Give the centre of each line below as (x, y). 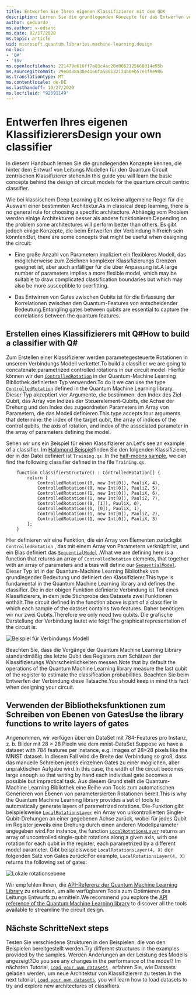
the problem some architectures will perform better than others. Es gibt (91, 224)
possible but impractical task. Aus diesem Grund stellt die (75, 781)
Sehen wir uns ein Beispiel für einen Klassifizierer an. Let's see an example (95, 443)
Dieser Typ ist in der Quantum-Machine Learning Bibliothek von (83, 571)
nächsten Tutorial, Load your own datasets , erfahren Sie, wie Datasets (91, 967)
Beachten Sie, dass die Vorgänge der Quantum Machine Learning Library (94, 649)
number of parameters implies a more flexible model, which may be (95, 273)
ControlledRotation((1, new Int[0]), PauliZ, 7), (99, 498)
